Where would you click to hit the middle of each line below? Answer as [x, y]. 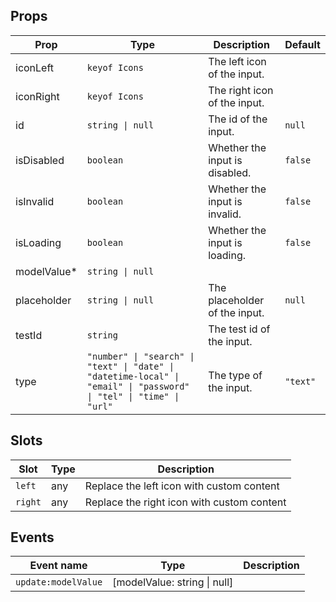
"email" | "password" [138, 386]
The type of [235, 375]
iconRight [37, 96]
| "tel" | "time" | [133, 396]
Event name [58, 566]
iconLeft [35, 67]
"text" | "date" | [130, 366]
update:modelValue [59, 582]
